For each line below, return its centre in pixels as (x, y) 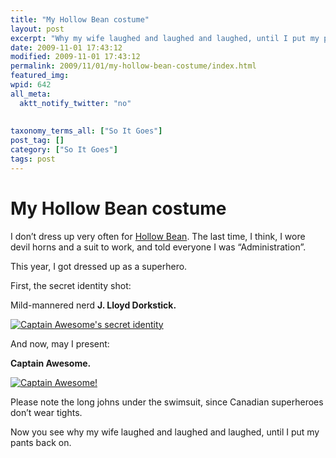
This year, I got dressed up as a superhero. (99, 266)
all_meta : (31, 94)
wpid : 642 (31, 85)
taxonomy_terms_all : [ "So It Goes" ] (86, 131)
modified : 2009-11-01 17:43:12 (75, 57)
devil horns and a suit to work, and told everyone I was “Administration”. (158, 247)
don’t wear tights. (46, 412)
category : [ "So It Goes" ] (64, 150)
